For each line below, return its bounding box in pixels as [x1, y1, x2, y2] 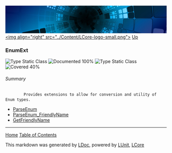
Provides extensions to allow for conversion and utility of [24, 92, 157, 98]
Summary [5, 75, 26, 82]
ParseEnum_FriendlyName [12, 111, 69, 118]
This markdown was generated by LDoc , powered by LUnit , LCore [5, 142, 144, 148]
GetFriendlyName [12, 117, 50, 123]
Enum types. [5, 97, 31, 103]
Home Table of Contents [5, 132, 57, 138]
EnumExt [5, 47, 28, 54]
